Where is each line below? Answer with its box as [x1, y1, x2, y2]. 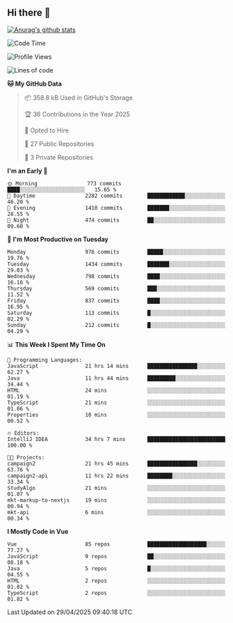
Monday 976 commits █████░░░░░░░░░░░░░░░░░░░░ [7, 248, 226, 255]
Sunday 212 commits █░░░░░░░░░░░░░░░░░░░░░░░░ [7, 321, 226, 328]
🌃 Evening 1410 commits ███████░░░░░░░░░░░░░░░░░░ [7, 204, 226, 211]
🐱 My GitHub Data [7, 79, 63, 88]
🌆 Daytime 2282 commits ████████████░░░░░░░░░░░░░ [7, 192, 226, 199]
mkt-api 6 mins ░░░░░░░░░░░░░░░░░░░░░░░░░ [7, 509, 226, 516]
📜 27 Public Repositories [24, 139, 95, 148]
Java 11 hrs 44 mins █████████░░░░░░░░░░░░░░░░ [7, 374, 226, 382]
